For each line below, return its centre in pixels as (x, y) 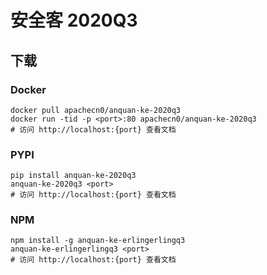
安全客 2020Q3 (74, 20)
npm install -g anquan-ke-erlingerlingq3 (98, 241)
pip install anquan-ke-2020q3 (73, 176)
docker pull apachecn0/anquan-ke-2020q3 (96, 110)
